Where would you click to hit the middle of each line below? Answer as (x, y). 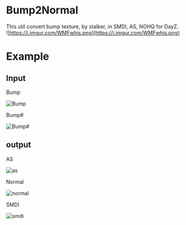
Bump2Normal (42, 10)
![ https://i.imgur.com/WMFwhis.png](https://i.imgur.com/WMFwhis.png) (93, 32)
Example (28, 57)
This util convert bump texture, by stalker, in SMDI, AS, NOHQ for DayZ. (92, 26)
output (18, 145)
